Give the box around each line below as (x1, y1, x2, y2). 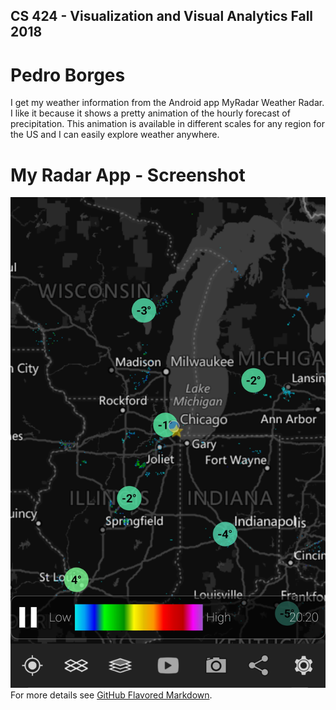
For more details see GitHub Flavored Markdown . (10, 689, 213, 701)
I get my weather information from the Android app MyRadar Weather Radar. (10, 97, 325, 109)
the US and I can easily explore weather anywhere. (10, 129, 220, 141)
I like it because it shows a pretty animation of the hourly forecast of (10, 107, 291, 119)
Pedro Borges (10, 64, 126, 86)
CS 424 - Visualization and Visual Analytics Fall (10, 8, 314, 25)
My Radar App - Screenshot (10, 164, 246, 186)
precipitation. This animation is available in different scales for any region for (10, 118, 325, 130)
